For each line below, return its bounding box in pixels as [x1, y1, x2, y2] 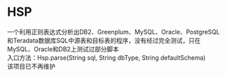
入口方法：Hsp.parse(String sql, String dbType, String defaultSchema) [7, 53, 206, 62]
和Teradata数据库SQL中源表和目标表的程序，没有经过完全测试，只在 [7, 36, 201, 45]
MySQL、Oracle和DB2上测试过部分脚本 [7, 45, 119, 53]
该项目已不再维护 [7, 62, 56, 70]
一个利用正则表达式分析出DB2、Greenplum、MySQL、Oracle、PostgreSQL [7, 27, 220, 36]
